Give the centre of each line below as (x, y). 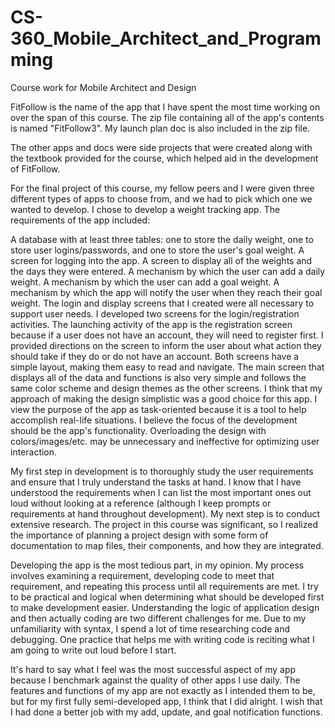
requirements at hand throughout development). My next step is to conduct (165, 513)
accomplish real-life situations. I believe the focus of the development (154, 420)
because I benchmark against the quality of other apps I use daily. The (155, 680)
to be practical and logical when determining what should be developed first (167, 597)
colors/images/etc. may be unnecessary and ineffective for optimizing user (165, 441)
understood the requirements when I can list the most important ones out (161, 492)
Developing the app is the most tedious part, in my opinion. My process (157, 565)
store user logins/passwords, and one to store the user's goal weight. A (157, 250)
